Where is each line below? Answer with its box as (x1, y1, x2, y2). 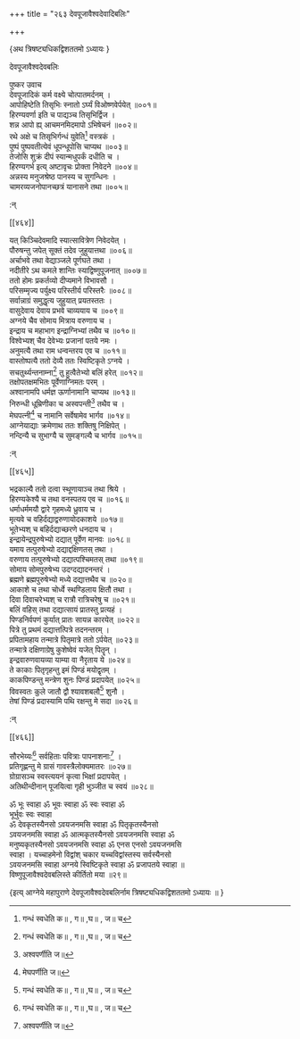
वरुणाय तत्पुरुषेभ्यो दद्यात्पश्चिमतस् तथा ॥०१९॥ (9, 553, 143, 564)
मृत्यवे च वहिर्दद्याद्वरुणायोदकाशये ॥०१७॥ (9, 513, 123, 524)
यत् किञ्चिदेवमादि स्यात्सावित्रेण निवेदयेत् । (9, 235, 127, 245)
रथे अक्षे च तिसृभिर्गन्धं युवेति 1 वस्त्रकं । (9, 129, 116, 142)
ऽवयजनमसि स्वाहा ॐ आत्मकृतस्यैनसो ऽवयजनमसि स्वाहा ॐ (9, 828, 175, 839)
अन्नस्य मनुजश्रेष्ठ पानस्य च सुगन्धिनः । (9, 170, 116, 182)
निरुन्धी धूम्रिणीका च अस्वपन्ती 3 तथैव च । (9, 397, 125, 409)
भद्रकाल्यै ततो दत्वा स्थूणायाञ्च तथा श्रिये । (9, 483, 127, 495)
